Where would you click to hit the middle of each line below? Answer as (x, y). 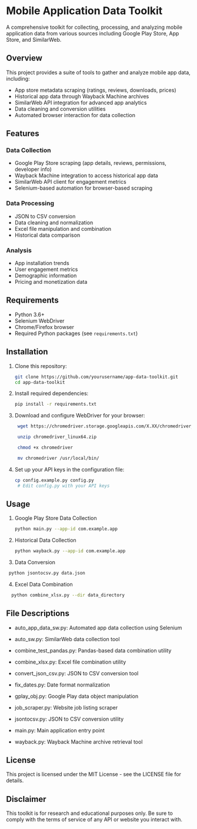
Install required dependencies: (51, 393)
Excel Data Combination (44, 584)
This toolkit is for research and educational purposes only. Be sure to (90, 813)
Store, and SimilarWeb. (34, 39)
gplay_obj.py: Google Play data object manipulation (76, 696)
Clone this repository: (41, 366)
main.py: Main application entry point (59, 730)
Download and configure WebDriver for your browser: (80, 416)
